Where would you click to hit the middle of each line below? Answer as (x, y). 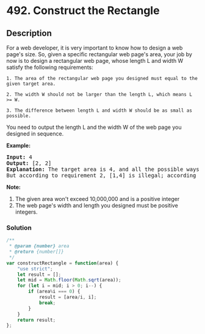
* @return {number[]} (36, 252)
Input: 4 (19, 157)
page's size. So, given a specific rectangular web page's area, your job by (99, 54)
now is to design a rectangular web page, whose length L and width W (95, 61)
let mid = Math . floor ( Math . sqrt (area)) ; (69, 280)
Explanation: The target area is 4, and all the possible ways (103, 169)
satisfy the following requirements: (50, 67)
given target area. (31, 84)
